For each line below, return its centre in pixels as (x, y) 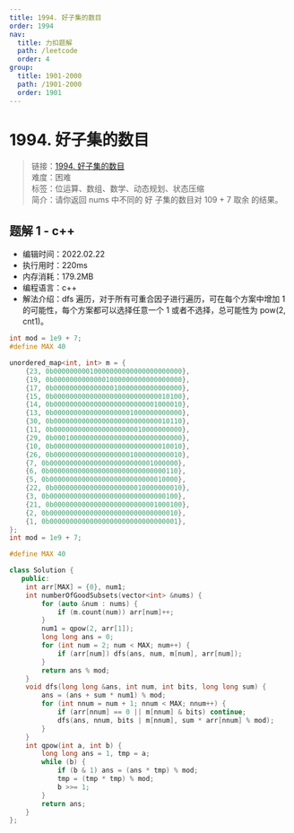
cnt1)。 (35, 321)
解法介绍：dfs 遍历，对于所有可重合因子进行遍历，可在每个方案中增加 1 (154, 299)
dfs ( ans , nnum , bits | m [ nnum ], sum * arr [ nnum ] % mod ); (166, 720)
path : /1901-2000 (50, 84)
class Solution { (42, 570)
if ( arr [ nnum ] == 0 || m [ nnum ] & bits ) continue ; (151, 712)
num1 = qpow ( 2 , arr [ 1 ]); (88, 629)
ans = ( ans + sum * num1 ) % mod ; (104, 696)
